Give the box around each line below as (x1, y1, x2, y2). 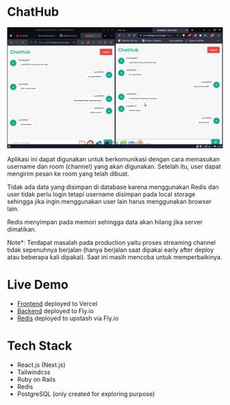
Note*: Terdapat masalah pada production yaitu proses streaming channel (7, 238, 216, 246)
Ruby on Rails (16, 375, 56, 383)
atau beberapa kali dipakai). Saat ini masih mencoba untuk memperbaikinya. (7, 252, 222, 261)
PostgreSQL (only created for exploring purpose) (16, 389, 155, 397)
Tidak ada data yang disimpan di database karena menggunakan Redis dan (7, 183, 219, 191)
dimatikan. (7, 225, 36, 233)
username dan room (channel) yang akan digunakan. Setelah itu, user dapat (7, 162, 221, 170)
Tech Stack (7, 338, 73, 354)
